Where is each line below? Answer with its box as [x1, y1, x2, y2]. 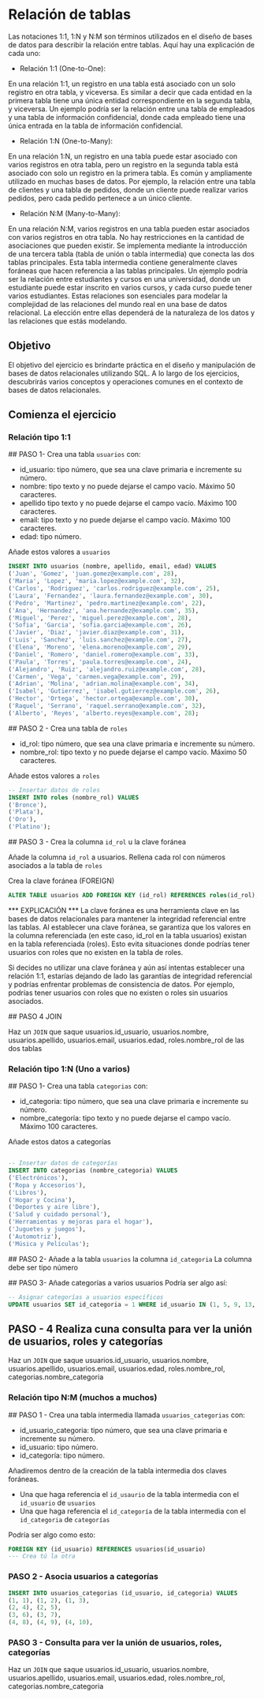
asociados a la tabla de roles [8, 861, 102, 870]
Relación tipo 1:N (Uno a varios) [8, 1063, 131, 1074]
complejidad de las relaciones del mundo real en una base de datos [8, 299, 228, 309]
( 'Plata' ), [8, 808, 44, 816]
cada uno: [8, 48, 41, 58]
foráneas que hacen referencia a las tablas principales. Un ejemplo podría [8, 266, 248, 275]
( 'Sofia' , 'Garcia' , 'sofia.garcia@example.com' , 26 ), [8, 621, 192, 629]
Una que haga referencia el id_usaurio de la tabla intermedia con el [19, 1489, 239, 1499]
